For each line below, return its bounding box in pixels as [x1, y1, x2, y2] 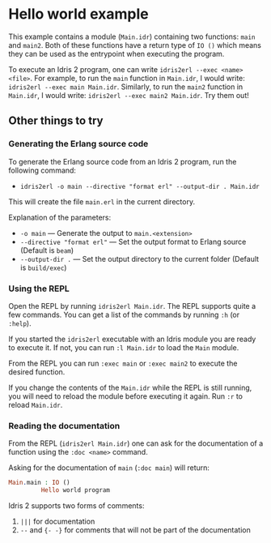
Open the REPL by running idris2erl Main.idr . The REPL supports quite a [8, 301, 256, 310]
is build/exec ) [19, 263, 67, 272]
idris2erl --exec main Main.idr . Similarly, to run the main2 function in [8, 82, 243, 92]
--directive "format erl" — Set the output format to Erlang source [19, 237, 247, 246]
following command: [8, 165, 77, 175]
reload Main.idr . [8, 400, 63, 409]
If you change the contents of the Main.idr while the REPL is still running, [8, 383, 252, 392]
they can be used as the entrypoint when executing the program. [8, 49, 225, 58]
